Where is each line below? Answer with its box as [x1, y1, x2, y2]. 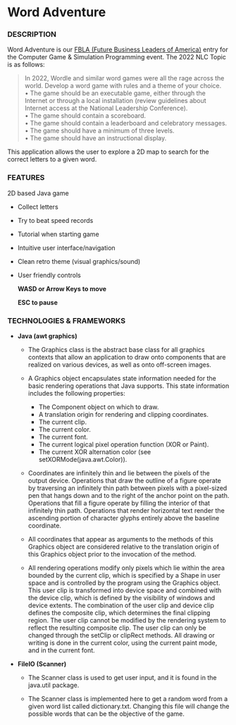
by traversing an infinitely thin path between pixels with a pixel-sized [27, 484, 228, 492]
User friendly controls [17, 271, 81, 279]
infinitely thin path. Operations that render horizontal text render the [27, 506, 225, 515]
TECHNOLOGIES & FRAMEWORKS [7, 315, 125, 325]
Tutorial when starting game [17, 230, 100, 238]
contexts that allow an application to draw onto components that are [27, 353, 226, 362]
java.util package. [27, 681, 80, 690]
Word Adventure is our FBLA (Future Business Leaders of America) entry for [7, 45, 229, 54]
